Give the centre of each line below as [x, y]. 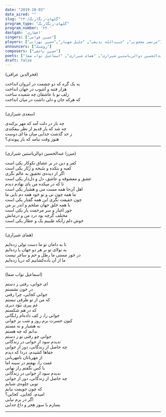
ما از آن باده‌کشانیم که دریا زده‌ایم [35, 260]
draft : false [19, 60]
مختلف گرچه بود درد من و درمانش [37, 215]
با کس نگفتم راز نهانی [25, 368]
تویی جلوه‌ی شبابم [22, 384]
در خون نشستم [19, 289]
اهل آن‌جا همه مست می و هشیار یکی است [44, 189]
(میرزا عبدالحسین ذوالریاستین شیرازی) [41, 153]
